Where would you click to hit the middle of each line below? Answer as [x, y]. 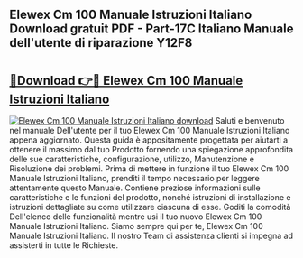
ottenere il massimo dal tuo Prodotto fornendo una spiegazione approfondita [151, 149]
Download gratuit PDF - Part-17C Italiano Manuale [151, 29]
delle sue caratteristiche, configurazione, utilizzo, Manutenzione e [132, 159]
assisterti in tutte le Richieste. [64, 245]
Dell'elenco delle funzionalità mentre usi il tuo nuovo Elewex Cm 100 [136, 217]
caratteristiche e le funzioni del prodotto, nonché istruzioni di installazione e [150, 197]
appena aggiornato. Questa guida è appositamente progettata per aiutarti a [149, 140]
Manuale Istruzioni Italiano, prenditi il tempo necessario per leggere [134, 178]
